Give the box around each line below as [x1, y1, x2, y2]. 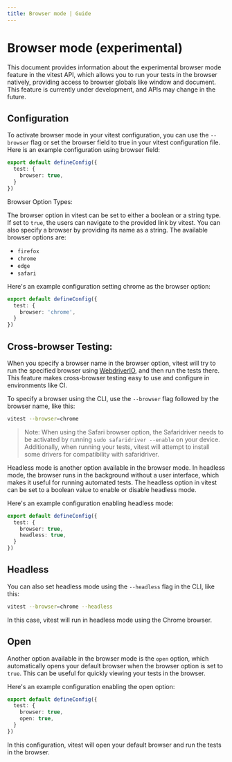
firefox [17, 248, 39, 255]
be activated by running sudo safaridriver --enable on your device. [24, 435, 220, 443]
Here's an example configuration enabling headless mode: [7, 499, 174, 507]
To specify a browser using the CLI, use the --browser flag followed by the [7, 394, 220, 403]
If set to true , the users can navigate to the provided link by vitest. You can [7, 218, 220, 226]
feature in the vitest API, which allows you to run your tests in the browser [7, 70, 218, 78]
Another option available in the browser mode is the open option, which [7, 654, 209, 663]
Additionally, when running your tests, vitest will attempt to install [24, 442, 210, 451]
